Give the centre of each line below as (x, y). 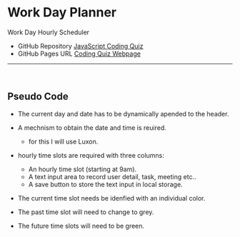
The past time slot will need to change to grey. (86, 212)
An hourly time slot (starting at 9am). (82, 169)
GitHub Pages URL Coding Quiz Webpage (79, 54)
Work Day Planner (62, 12)
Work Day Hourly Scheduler (49, 32)
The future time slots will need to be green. (81, 226)
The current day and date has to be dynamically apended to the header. (123, 114)
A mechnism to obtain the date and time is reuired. (92, 127)
